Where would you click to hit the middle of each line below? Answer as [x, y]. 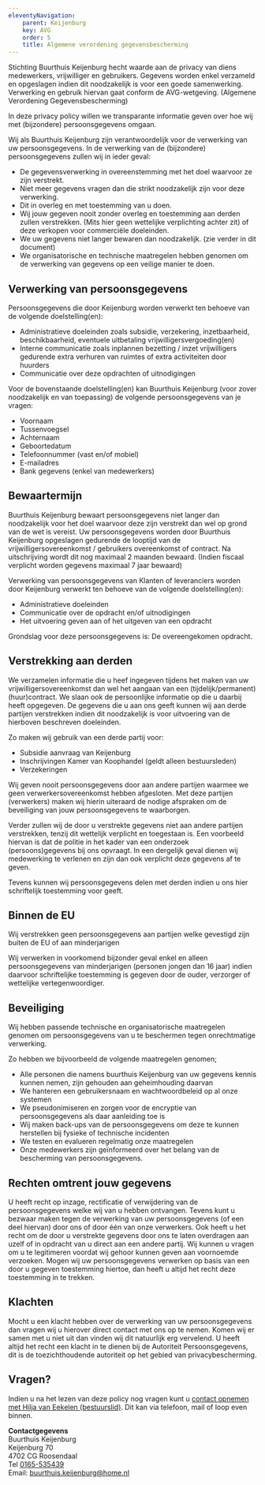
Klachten [31, 1302]
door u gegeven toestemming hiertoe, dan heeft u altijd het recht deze [122, 1269]
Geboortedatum [45, 446]
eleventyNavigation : [42, 15]
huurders [34, 365]
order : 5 [37, 37]
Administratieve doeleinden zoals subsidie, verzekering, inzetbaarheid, [134, 331]
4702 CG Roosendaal [43, 1456]
